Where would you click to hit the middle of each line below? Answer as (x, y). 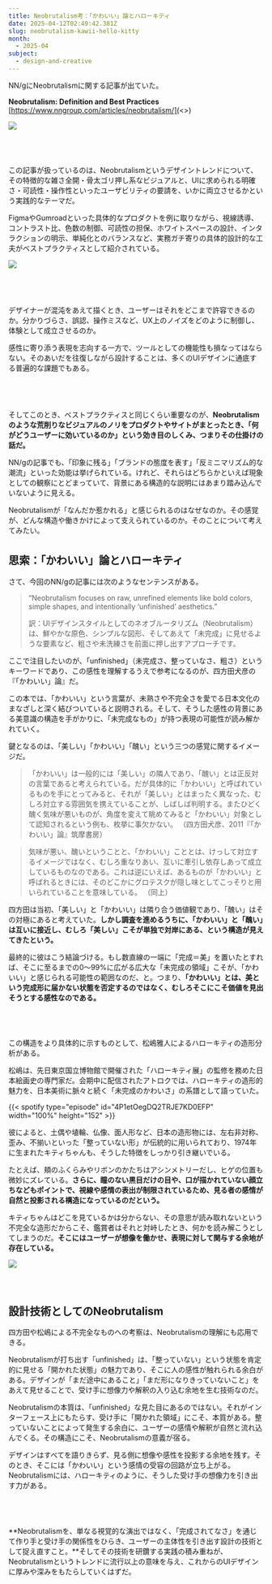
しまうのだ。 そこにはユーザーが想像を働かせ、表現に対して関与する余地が (139, 1237)
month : (19, 39)
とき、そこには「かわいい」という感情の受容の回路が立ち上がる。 (125, 1465)
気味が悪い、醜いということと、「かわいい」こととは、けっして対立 (140, 851)
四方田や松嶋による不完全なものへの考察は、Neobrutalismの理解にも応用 (130, 1332)
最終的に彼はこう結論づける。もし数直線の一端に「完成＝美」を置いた (125, 957)
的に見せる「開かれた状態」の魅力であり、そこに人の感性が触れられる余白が (136, 1370)
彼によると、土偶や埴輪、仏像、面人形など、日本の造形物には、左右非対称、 (136, 1132)
